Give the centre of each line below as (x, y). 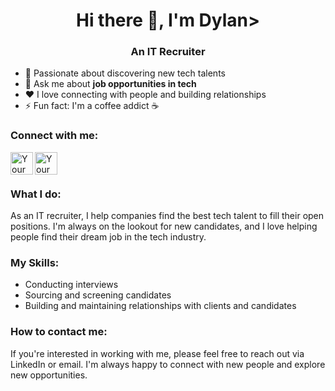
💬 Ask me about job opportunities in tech (110, 84)
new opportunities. (49, 375)
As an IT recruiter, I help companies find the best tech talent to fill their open (167, 216)
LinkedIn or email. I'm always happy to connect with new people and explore (168, 364)
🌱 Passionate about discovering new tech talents (125, 73)
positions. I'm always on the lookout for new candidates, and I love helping (164, 226)
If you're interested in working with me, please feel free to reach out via (157, 353)
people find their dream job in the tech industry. (108, 237)
